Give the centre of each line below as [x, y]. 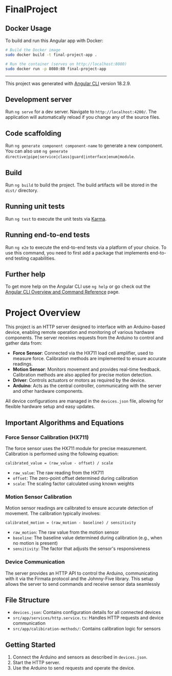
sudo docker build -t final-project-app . [51, 55]
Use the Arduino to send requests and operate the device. [74, 668]
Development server [39, 99]
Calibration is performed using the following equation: [62, 454]
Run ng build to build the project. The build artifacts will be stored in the [81, 185]
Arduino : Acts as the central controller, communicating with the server [87, 386]
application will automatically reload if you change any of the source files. [83, 117]
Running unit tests [35, 207]
